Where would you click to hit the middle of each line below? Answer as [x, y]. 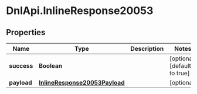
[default [180, 66]
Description [147, 49]
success [21, 66]
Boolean [51, 66]
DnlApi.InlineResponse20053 [80, 11]
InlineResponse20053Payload [82, 83]
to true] [179, 73]
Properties [26, 32]
